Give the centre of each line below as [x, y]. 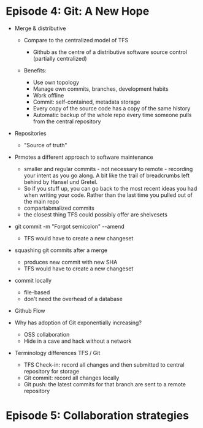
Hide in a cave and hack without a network [78, 341]
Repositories [30, 133]
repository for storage [52, 371]
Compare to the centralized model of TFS [76, 40]
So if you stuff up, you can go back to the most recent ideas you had [110, 188]
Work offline [48, 95]
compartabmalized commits [59, 208]
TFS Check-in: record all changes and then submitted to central [104, 365]
